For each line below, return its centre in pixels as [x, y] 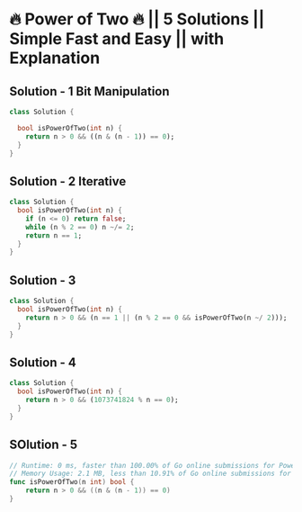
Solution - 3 [43, 280]
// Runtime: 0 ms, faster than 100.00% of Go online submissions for [142, 465]
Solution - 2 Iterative [68, 181]
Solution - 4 [43, 362]
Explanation [55, 58]
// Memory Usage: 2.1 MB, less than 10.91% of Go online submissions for [151, 474]
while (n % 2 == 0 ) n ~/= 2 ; [80, 227]
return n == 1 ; [54, 235]
